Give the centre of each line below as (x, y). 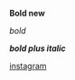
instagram (28, 66)
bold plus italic (37, 48)
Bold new (27, 13)
